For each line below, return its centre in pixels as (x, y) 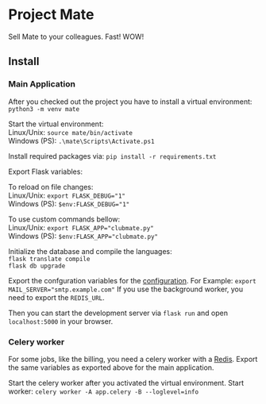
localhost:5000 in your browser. (61, 321)
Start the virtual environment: (56, 124)
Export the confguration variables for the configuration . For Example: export (132, 280)
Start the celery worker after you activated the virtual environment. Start (126, 383)
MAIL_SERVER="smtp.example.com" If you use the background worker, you (126, 289)
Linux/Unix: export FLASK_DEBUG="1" (67, 195)
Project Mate (51, 15)
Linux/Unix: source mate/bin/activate (71, 132)
